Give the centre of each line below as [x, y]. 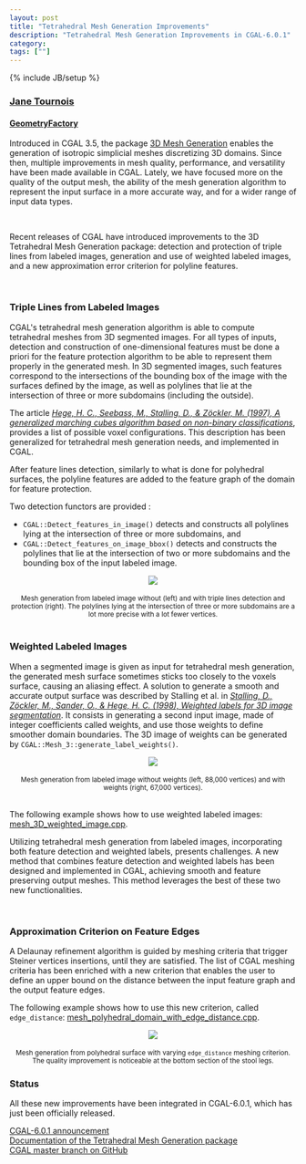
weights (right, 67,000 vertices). [153, 787]
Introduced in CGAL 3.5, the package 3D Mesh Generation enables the [142, 143]
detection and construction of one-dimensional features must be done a [145, 347]
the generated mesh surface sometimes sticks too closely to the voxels [143, 676]
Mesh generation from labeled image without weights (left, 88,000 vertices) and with [153, 779]
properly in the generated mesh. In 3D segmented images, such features [146, 366]
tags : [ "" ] [30, 52]
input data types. [41, 202]
